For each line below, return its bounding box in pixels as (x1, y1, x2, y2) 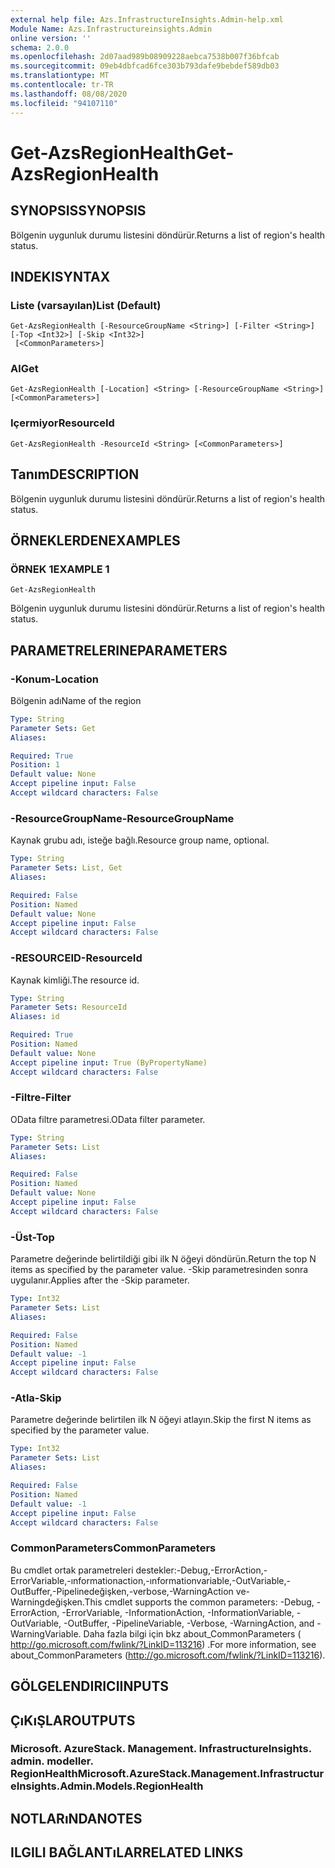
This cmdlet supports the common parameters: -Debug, (84, 1596, 315, 1608)
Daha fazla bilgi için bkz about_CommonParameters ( (83, 1627, 302, 1640)
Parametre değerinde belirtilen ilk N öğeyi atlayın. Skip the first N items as (10, 1414, 312, 1426)
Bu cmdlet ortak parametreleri (10, 1564, 134, 1576)
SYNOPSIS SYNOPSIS (10, 202, 147, 220)
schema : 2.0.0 (10, 42, 70, 53)
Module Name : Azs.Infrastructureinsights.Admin (10, 24, 213, 34)
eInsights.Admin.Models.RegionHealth (10, 1779, 204, 1793)
